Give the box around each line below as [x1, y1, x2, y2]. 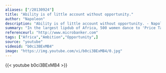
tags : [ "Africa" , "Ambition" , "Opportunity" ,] [5, 35, 98, 40]
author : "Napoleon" [5, 16, 45, 21]
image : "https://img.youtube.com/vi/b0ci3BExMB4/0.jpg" [5, 48, 123, 53]
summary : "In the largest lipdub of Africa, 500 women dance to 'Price [5, 26, 156, 31]
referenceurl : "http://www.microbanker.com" [5, 30, 98, 35]
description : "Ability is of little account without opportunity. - [5, 21, 149, 26]
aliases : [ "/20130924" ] [5, 7, 54, 12]
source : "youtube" [5, 39, 43, 44]
